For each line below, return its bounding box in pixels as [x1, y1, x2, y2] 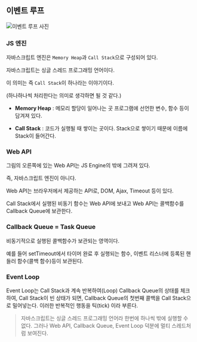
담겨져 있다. [14, 112, 43, 120]
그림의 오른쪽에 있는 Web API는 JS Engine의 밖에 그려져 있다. [6, 162, 150, 169]
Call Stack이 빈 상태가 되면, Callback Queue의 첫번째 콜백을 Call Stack [19, 295, 187, 301]
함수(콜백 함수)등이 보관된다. [17, 257, 84, 264]
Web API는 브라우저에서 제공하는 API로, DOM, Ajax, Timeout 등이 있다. [6, 187, 174, 194]
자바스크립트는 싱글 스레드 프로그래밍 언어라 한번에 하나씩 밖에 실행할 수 [20, 314, 189, 322]
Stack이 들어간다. [14, 132, 57, 139]
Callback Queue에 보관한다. [6, 207, 73, 215]
